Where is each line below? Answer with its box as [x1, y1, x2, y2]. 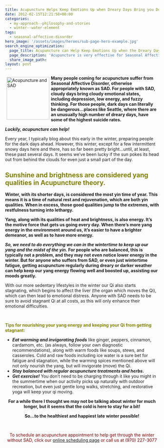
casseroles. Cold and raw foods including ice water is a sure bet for [12, 352, 148, 358]
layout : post [5, 62, 32, 67]
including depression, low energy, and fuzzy [51, 96, 143, 102]
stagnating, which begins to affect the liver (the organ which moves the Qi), [5, 287, 157, 293]
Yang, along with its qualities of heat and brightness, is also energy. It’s [5, 216, 152, 222]
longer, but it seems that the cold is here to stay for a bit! [23, 403, 141, 409]
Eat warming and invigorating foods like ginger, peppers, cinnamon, [12, 336, 152, 343]
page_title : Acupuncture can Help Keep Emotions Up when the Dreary [9, 48, 152, 53]
